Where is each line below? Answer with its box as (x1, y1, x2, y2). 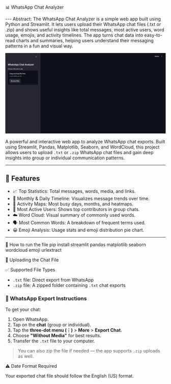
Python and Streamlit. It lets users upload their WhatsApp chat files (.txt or (5, 21, 161, 27)
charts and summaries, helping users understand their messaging (16, 38, 154, 43)
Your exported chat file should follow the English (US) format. (5, 373, 134, 379)
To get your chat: (5, 307, 41, 313)
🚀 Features (5, 174, 40, 183)
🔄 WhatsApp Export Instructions (5, 294, 87, 302)
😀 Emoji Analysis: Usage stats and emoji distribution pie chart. (12, 227, 145, 233)
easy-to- (144, 32, 163, 38)
